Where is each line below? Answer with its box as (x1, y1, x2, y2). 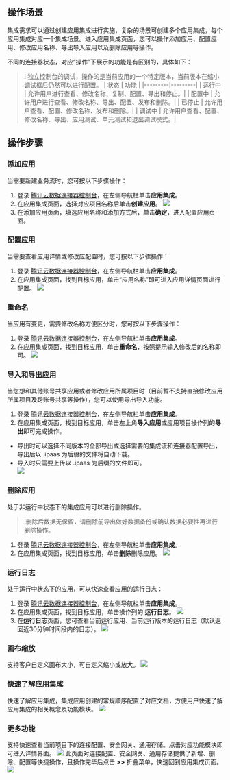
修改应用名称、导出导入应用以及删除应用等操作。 (18, 43, 157, 51)
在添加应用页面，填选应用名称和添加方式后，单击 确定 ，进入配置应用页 (16, 208, 216, 216)
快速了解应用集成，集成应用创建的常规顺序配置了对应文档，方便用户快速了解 (7, 696, 223, 705)
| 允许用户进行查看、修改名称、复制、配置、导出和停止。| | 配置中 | (23, 89, 214, 97)
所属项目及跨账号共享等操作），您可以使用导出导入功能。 (7, 395, 166, 404)
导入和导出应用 (7, 370, 57, 380)
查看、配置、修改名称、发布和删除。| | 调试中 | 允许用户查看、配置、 (29, 106, 223, 114)
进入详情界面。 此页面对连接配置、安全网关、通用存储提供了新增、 (12, 749, 209, 757)
